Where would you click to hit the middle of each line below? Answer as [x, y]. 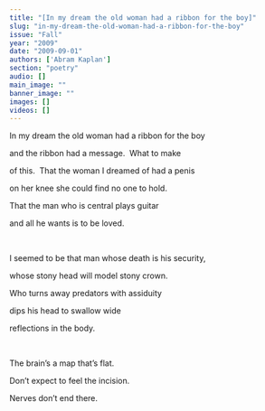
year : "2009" [34, 43]
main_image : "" [38, 85]
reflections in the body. [52, 328]
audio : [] [28, 77]
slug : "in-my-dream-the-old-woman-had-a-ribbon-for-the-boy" [127, 26]
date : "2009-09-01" [46, 51]
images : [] [30, 102]
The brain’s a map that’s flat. [62, 363]
